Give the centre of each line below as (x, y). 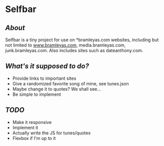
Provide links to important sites (44, 78)
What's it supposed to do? (47, 66)
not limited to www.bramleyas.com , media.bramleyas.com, (65, 45)
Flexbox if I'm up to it (34, 138)
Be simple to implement (36, 94)
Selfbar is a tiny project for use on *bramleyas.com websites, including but (82, 40)
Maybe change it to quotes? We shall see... (57, 89)
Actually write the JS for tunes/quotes (51, 133)
